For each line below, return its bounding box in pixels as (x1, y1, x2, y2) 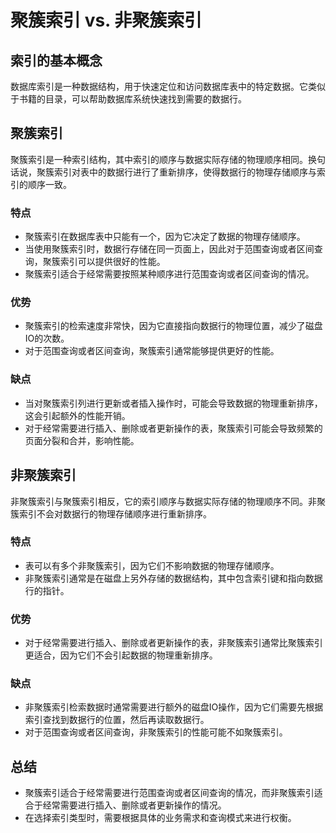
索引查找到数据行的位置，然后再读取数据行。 (24, 714, 210, 726)
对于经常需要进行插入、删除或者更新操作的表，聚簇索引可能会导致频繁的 (24, 422, 323, 434)
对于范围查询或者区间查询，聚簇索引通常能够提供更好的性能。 (24, 345, 280, 357)
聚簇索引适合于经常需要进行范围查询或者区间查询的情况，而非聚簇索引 (24, 787, 315, 799)
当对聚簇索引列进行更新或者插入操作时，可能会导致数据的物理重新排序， (24, 397, 323, 409)
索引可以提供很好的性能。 (59, 256, 166, 268)
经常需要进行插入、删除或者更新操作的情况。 (42, 799, 227, 811)
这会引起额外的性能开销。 (24, 409, 131, 421)
